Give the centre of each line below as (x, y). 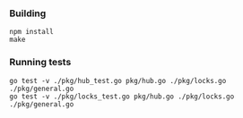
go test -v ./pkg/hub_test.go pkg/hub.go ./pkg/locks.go (118, 80)
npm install (31, 32)
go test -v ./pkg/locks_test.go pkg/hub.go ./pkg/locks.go (122, 97)
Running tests (40, 63)
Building (28, 13)
